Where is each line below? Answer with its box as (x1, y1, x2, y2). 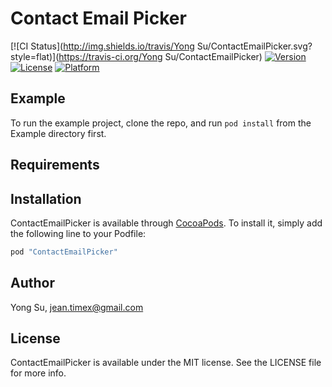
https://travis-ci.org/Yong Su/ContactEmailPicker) (58, 50, 263, 62)
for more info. (10, 367, 67, 379)
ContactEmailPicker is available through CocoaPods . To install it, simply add (10, 217, 323, 229)
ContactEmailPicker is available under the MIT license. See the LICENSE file (10, 357, 322, 369)
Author (10, 275, 55, 292)
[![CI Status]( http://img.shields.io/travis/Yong (10, 40, 195, 52)
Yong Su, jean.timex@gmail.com (10, 301, 144, 313)
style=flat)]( (10, 50, 60, 62)
